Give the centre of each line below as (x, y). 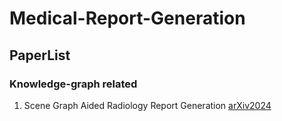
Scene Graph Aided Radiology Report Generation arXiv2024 (147, 105)
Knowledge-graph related (73, 84)
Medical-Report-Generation (127, 18)
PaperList (40, 55)
